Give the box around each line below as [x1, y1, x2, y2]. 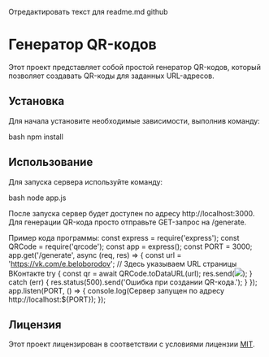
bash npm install [8, 132, 63, 141]
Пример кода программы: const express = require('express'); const [8, 233, 240, 242]
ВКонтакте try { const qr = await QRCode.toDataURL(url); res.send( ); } [8, 268, 254, 278]
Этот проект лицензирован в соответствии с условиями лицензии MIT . [8, 339, 255, 349]
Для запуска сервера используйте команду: [8, 176, 163, 186]
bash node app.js [8, 193, 67, 202]
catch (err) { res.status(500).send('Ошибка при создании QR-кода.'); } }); [8, 276, 258, 287]
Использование [8, 155, 93, 169]
